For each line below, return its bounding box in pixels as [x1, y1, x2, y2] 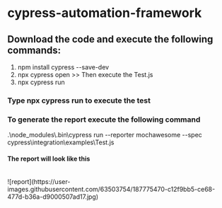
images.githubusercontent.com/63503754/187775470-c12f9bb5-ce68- [7, 185, 216, 194]
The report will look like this [7, 154, 90, 163]
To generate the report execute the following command [7, 115, 201, 125]
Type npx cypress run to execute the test [7, 96, 151, 105]
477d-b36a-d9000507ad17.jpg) [7, 192, 99, 201]
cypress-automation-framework [7, 5, 202, 21]
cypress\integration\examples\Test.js [7, 138, 115, 146]
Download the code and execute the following [7, 33, 214, 45]
